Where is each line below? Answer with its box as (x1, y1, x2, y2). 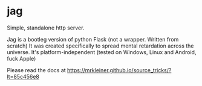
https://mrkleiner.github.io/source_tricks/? (67, 66, 172, 73)
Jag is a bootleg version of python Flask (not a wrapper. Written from (7, 35, 179, 43)
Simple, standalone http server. (7, 24, 85, 31)
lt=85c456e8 (7, 73, 40, 80)
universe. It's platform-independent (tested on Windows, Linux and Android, (7, 48, 197, 55)
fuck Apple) (7, 55, 36, 62)
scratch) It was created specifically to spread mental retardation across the (7, 42, 194, 49)
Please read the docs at (7, 66, 66, 73)
